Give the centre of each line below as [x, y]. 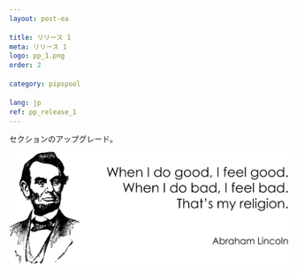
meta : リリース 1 [38, 47]
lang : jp [25, 102]
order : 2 [25, 65]
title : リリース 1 [40, 37]
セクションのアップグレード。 [63, 139]
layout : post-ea [39, 19]
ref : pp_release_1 [43, 112]
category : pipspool [45, 84]
